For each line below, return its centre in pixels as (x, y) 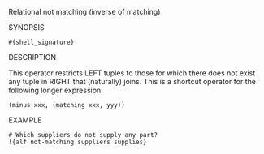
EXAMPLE (25, 120)
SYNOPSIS (26, 27)
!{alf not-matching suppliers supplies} (78, 142)
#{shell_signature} (41, 42)
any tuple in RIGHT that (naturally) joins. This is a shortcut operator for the (132, 81)
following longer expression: (56, 90)
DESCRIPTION (32, 57)
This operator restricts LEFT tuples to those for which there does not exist (132, 73)
